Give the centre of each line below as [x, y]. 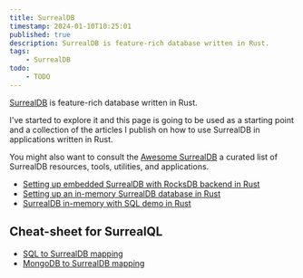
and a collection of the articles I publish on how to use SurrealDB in [135, 129]
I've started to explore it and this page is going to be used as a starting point [152, 120]
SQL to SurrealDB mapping [73, 254]
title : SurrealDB [42, 18]
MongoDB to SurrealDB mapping [83, 263]
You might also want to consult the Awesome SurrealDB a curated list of [144, 157]
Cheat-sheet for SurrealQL [86, 232]
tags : [20, 52]
